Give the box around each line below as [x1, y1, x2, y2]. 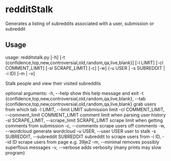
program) [5, 149, 26, 156]
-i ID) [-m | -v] [5, 70, 35, 76]
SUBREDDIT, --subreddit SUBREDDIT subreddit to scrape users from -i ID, [5, 133, 161, 140]
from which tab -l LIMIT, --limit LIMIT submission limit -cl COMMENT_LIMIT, [5, 106, 165, 113]
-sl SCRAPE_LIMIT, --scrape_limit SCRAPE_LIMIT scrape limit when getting [5, 117, 163, 123]
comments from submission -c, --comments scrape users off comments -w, [5, 122, 165, 128]
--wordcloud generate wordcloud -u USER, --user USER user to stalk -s [5, 128, 156, 134]
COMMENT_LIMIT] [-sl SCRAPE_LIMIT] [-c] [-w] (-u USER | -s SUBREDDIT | [5, 65, 165, 71]
